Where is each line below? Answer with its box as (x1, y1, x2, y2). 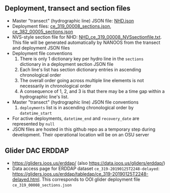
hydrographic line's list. (19, 93, 69, 100)
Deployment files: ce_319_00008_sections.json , (12, 23, 111, 29)
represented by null (12, 120, 55, 127)
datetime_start (19, 111, 52, 116)
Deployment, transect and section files (5, 4, 131, 13)
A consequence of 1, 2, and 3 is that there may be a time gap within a (19, 88, 165, 94)
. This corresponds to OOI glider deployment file (39, 176, 140, 182)
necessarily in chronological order (19, 83, 92, 89)
